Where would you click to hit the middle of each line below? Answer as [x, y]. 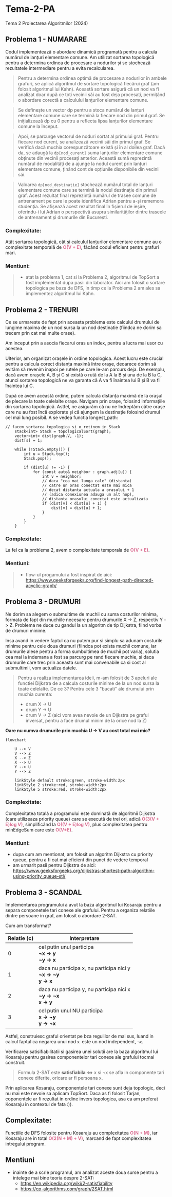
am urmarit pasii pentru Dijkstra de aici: [54, 865]
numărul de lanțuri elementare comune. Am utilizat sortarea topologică [80, 57]
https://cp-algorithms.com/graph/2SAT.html [67, 1189]
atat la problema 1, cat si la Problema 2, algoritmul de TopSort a [92, 277]
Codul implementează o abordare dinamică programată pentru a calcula [81, 51]
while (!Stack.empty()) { [42, 450]
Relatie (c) [21, 938]
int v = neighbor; [62, 477]
